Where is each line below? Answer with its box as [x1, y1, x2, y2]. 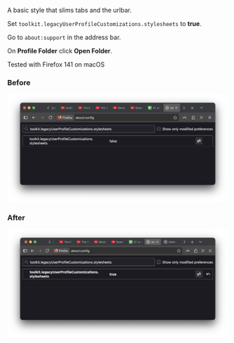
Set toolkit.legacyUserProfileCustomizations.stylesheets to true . [7, 20, 202, 27]
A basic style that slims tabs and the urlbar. [7, 6, 132, 14]
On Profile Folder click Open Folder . [7, 47, 113, 55]
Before [7, 77, 31, 87]
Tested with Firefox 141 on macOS [7, 60, 105, 69]
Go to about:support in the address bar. [7, 33, 121, 41]
